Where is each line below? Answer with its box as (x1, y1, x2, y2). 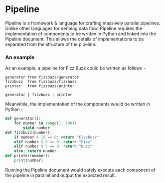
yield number (23, 125, 50, 130)
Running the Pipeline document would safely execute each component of (5, 166, 156, 173)
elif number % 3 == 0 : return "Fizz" (14, 139, 93, 144)
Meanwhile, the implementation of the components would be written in (5, 101, 151, 107)
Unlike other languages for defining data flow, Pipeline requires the (5, 25, 143, 31)
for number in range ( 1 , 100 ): (14, 121, 77, 126)
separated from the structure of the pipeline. (5, 41, 97, 47)
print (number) (14, 158, 43, 163)
